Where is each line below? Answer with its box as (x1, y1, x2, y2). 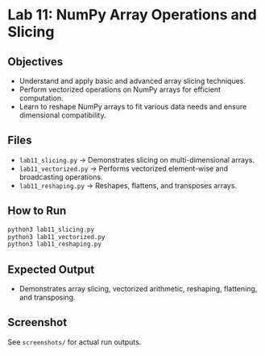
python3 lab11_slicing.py (7, 225, 94, 233)
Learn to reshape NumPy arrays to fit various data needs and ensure (19, 102, 247, 111)
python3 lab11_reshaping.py (7, 240, 102, 249)
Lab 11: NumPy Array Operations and (7, 6, 257, 24)
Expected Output (7, 262, 95, 276)
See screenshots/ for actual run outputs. (7, 336, 142, 347)
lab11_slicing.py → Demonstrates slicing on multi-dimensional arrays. (19, 155, 255, 164)
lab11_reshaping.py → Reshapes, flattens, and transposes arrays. (19, 180, 238, 190)
